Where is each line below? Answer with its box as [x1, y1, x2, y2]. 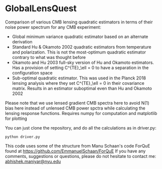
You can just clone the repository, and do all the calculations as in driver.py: [5, 125, 157, 131]
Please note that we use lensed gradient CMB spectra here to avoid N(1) [5, 100, 150, 106]
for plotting [5, 115, 28, 121]
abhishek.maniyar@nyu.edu [5, 158, 61, 164]
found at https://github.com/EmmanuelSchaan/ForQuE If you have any [5, 148, 146, 154]
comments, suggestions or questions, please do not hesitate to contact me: [5, 153, 157, 159]
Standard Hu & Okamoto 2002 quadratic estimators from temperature [12, 44, 152, 50]
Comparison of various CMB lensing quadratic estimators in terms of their [5, 19, 153, 25]
